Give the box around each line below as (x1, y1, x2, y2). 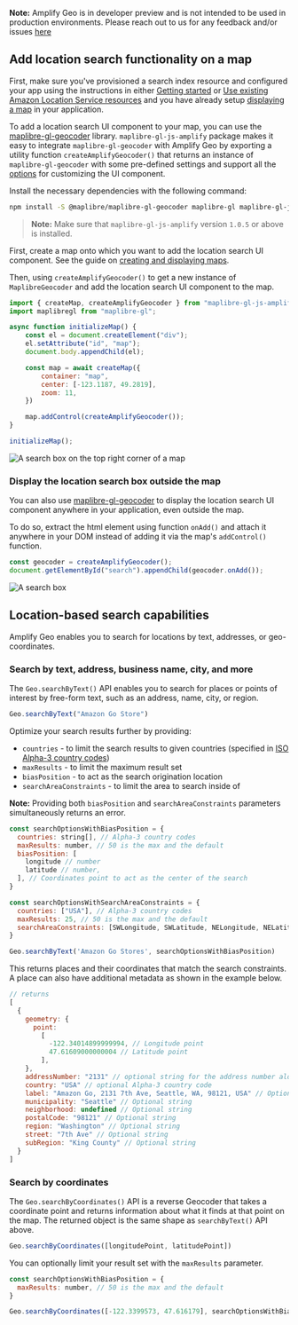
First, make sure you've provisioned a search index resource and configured (9, 75, 288, 86)
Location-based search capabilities (9, 608, 210, 623)
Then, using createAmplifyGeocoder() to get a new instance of (9, 272, 237, 282)
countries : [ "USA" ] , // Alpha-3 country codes (17, 906, 192, 915)
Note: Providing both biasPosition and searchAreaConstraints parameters (9, 798, 281, 808)
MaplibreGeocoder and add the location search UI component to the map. (9, 281, 275, 292)
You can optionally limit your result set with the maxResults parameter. (9, 1258, 264, 1268)
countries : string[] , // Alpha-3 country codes (17, 832, 197, 841)
